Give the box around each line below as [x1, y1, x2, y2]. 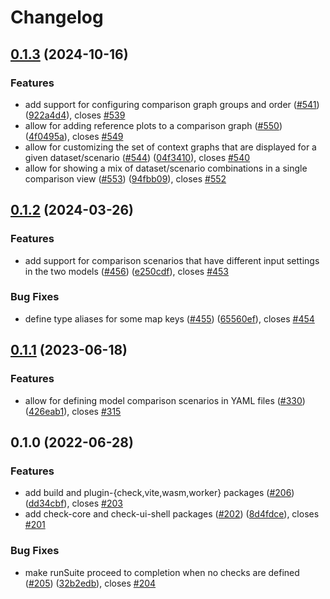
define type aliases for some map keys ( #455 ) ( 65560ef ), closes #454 [24, 312, 315, 325]
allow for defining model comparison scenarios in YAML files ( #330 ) [24, 394, 306, 406]
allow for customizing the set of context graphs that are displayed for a [24, 141, 317, 153]
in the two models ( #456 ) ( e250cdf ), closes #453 [24, 265, 230, 277]
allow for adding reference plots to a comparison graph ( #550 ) [24, 119, 283, 131]
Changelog [10, 6, 104, 29]
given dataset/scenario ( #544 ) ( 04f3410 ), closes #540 [24, 151, 251, 163]
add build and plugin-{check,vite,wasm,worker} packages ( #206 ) [24, 487, 295, 499]
